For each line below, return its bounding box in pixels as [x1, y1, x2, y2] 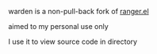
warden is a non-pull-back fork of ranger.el [8, 7, 149, 16]
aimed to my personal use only [8, 22, 109, 31]
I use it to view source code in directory [8, 37, 137, 46]
